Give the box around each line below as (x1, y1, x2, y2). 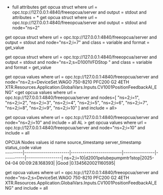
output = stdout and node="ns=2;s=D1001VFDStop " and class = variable (5, 59, 152, 65)
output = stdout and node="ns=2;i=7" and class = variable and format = (5, 39, 150, 45)
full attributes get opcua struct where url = (12, 4, 98, 10)
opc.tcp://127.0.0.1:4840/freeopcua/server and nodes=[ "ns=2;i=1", (5, 95, 140, 100)
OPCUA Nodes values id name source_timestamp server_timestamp (5, 139, 142, 145)
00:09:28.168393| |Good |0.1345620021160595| (19, 160, 116, 166)
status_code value (5, 145, 42, 150)
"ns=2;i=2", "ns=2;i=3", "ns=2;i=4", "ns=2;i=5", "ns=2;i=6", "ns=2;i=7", (5, 100, 148, 105)
